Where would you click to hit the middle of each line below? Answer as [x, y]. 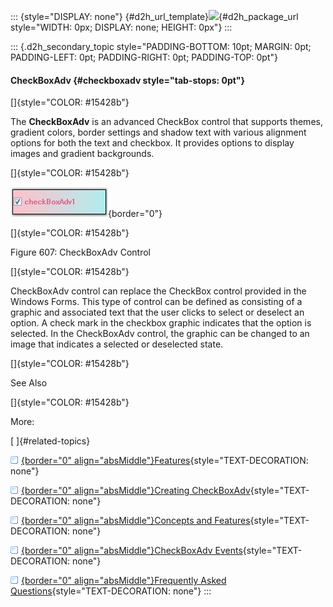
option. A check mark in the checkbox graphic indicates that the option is [161, 323]
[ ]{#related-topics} [50, 441]
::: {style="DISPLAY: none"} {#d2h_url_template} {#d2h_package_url [154, 16]
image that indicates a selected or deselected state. [117, 344]
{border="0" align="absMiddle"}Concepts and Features [136, 521]
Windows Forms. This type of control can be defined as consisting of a [156, 302]
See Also [29, 383]
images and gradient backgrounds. [82, 154]
